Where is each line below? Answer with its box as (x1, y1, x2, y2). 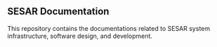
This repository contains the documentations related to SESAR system (7, 24, 211, 32)
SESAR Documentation (7, 6, 110, 18)
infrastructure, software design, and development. (7, 32, 153, 40)
